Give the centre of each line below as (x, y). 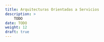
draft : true (17, 32)
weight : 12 (16, 28)
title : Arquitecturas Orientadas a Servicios (52, 9)
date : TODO (16, 23)
